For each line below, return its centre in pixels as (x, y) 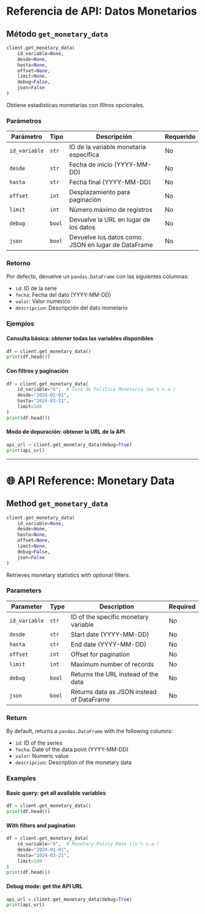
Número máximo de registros (111, 210)
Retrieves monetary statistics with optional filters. (68, 575)
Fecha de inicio (91, 165)
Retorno (19, 263)
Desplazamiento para (100, 192)
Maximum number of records (112, 664)
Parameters (24, 590)
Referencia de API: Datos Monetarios (102, 11)
